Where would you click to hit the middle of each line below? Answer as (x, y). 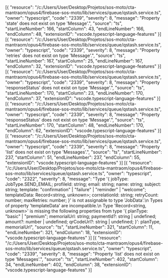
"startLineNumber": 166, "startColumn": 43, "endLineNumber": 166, (75, 29)
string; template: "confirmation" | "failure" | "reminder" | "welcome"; (76, 189)
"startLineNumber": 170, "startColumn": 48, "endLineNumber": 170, (75, 125)
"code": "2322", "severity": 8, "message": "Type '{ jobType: (67, 179)
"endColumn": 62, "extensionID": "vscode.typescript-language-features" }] (83, 130)
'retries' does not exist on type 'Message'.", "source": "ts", (65, 55)
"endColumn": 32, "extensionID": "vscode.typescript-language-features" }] (83, 66)
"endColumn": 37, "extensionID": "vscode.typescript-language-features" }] (83, 98)
